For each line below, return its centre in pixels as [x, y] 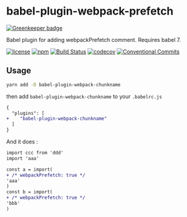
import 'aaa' [23, 158]
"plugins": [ [28, 113]
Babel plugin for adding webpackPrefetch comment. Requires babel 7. [93, 40]
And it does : [22, 142]
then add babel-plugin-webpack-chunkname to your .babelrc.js [84, 96]
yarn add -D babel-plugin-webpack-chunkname [63, 84]
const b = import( [29, 192]
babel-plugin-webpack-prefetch [90, 11]
